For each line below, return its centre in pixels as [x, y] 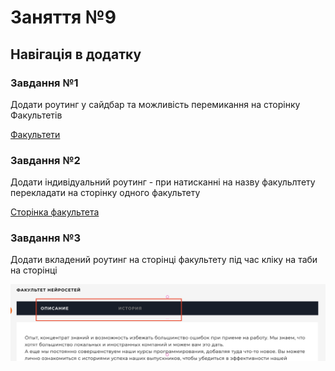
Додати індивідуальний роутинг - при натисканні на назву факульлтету [163, 182]
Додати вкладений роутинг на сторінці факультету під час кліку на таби [164, 260]
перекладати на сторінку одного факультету [105, 193]
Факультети [35, 134]
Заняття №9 [63, 17]
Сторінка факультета [55, 212]
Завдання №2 [45, 160]
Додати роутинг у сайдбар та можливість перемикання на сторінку [155, 104]
